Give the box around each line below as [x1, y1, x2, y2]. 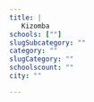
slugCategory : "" [9, 55, 74, 64]
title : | [9, 13, 42, 22]
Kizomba [21, 21, 50, 30]
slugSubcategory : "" [9, 38, 87, 47]
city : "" [9, 72, 42, 81]
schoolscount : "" [9, 64, 74, 72]
